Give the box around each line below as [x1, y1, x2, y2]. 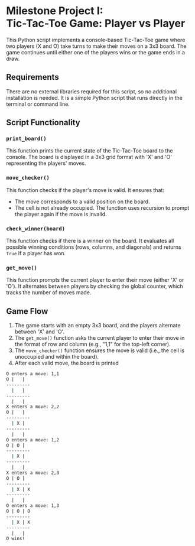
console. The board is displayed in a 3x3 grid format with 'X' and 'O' [6, 154, 173, 161]
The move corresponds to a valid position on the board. [14, 198, 150, 205]
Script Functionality [6, 118, 81, 128]
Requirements [6, 72, 59, 82]
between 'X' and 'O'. [14, 328, 65, 335]
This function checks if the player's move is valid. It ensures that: [6, 186, 164, 193]
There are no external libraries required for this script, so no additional [6, 87, 177, 95]
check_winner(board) [6, 225, 66, 232]
